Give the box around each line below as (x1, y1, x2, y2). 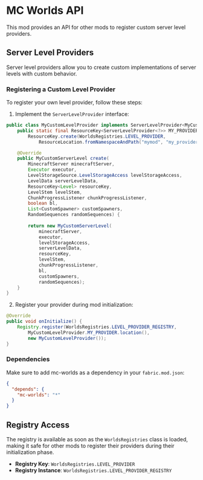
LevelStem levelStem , (28, 189, 83, 195)
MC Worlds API (6, 4, 84, 18)
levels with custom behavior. (6, 70, 77, 77)
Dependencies (6, 355, 50, 363)
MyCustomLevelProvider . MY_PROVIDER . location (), (28, 330, 150, 336)
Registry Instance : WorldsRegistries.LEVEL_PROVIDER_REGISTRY (14, 467, 172, 474)
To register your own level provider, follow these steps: (6, 99, 143, 106)
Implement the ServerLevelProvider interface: (14, 110, 129, 118)
